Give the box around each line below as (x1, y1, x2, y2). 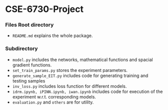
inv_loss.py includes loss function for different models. (12, 83, 127, 89)
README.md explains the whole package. (12, 32, 93, 38)
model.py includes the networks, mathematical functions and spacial (12, 56, 153, 62)
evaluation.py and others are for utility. (12, 99, 94, 105)
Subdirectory (5, 45, 38, 52)
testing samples (12, 77, 45, 83)
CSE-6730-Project (5, 3, 84, 15)
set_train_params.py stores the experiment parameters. (12, 67, 128, 73)
